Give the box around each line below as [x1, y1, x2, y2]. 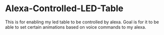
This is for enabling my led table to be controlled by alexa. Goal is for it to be [5, 19, 159, 25]
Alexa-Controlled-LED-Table [5, 3, 124, 14]
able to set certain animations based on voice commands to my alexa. [5, 24, 146, 30]
